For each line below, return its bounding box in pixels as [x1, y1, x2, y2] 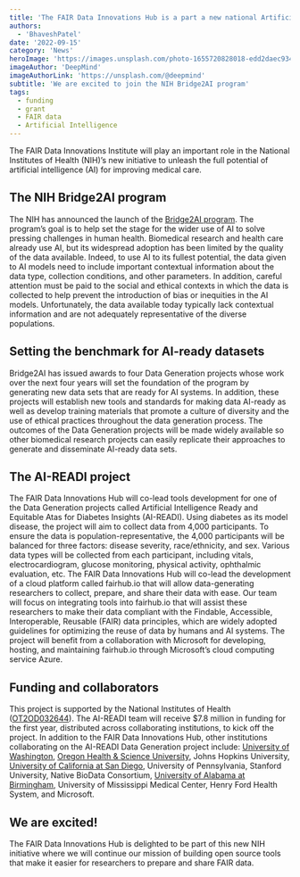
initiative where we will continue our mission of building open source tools [9, 848, 281, 859]
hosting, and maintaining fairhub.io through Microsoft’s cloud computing [9, 644, 275, 656]
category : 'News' [9, 46, 74, 55]
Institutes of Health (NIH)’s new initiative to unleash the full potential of [9, 155, 269, 165]
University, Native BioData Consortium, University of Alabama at [9, 770, 246, 781]
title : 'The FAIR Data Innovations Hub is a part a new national [9, 12, 257, 22]
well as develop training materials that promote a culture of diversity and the [9, 405, 290, 416]
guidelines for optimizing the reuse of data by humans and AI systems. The [9, 625, 286, 636]
